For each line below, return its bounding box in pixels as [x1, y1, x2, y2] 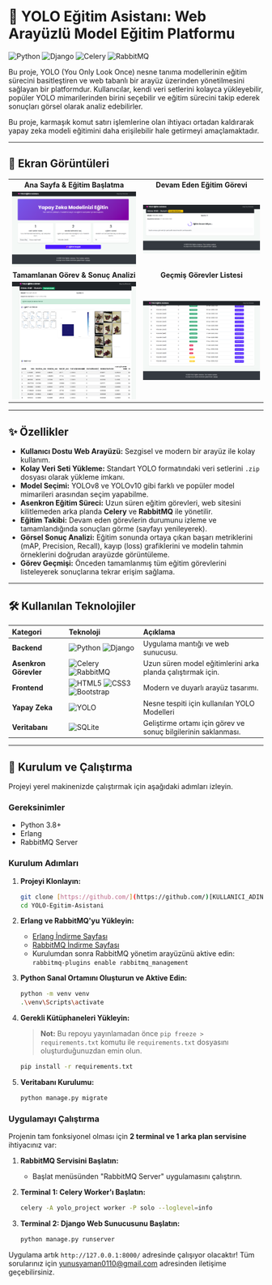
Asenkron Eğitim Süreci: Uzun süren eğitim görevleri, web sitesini [19, 498, 241, 508]
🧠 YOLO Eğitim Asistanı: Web [8, 7, 206, 26]
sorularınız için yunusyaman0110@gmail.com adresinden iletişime [8, 1258, 227, 1268]
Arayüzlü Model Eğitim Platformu [8, 24, 236, 43]
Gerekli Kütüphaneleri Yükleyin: [19, 1013, 130, 1023]
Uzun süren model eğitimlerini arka [142, 659, 260, 668]
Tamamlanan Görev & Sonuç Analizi [12, 271, 136, 280]
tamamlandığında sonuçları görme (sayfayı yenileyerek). [19, 524, 208, 534]
